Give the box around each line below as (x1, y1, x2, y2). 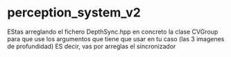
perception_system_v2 (7, 5, 141, 21)
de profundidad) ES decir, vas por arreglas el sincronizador (7, 42, 176, 50)
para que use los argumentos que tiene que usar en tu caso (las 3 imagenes (7, 34, 225, 43)
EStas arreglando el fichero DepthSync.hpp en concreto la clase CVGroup (7, 27, 219, 36)
